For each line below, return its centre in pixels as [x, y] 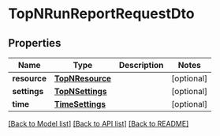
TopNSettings [80, 91]
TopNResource [83, 78]
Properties [35, 43]
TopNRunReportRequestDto [101, 14]
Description [141, 65]
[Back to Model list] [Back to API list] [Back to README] [99, 124]
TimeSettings [80, 104]
